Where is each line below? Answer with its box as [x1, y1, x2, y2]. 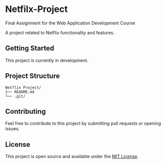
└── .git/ [5, 94, 26, 99]
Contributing [5, 107, 46, 116]
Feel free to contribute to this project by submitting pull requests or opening [5, 121, 161, 127]
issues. [5, 126, 20, 132]
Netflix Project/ [5, 85, 41, 90]
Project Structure [5, 72, 60, 80]
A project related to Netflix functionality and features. [5, 29, 115, 35]
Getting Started [5, 44, 54, 53]
